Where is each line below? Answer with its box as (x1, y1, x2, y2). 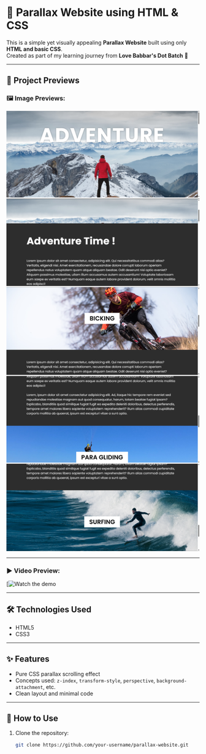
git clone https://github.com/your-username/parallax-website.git (15, 742, 189, 748)
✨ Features (6, 654, 50, 665)
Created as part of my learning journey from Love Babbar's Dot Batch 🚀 (6, 51, 188, 59)
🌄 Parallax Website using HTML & (6, 6, 179, 20)
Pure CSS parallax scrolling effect (15, 670, 101, 677)
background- (156, 677, 187, 684)
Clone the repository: (15, 729, 69, 737)
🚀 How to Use (6, 714, 58, 724)
